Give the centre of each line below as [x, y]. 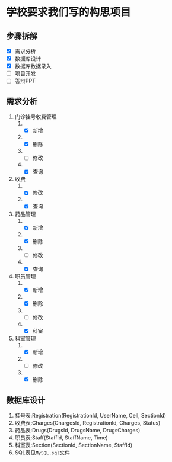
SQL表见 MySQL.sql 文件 [42, 453]
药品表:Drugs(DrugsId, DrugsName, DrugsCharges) [77, 430]
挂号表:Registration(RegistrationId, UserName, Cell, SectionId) [90, 416]
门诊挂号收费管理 [36, 117]
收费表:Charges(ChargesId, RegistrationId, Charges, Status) [87, 423]
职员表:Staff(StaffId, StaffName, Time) [61, 438]
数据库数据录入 [33, 66]
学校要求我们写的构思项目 [69, 12]
